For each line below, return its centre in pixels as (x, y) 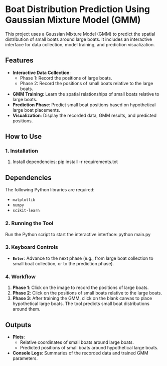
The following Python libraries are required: (50, 190)
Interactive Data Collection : (42, 72)
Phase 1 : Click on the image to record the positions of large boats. (80, 287)
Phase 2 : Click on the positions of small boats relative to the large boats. (87, 293)
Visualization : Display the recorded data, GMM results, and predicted (85, 115)
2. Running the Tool (29, 224)
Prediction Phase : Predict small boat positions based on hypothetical (84, 105)
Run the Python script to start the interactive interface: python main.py (78, 234)
